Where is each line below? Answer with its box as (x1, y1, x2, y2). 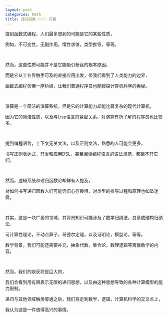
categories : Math (5, 12, 41, 17)
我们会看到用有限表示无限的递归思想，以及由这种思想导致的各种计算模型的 (5, 279, 158, 285)
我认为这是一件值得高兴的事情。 (5, 307, 71, 313)
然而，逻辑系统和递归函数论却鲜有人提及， (5, 178, 93, 184)
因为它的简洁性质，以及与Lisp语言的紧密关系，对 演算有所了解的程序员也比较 (5, 114, 163, 120)
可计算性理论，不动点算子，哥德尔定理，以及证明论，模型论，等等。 (5, 232, 145, 238)
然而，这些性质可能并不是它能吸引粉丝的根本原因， (5, 62, 110, 68)
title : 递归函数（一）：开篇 (5, 16, 56, 21)
